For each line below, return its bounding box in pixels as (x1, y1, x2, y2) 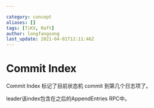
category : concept (6, 14, 52, 20)
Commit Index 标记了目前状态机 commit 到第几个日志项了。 (6, 82, 152, 90)
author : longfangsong (6, 30, 60, 36)
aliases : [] (6, 19, 36, 26)
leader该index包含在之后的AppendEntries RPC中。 (6, 95, 130, 102)
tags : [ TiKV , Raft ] (6, 25, 55, 31)
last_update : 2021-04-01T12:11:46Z (6, 36, 95, 42)
